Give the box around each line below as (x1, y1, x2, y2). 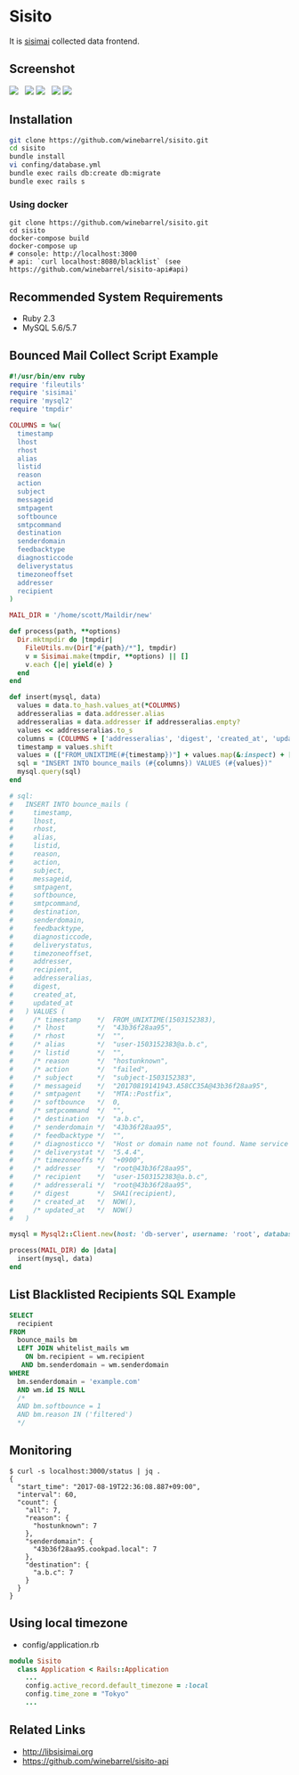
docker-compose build (9, 234, 90, 243)
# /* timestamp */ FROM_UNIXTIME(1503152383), (9, 1015, 217, 1024)
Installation (9, 112, 73, 127)
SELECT (9, 1311, 34, 1320)
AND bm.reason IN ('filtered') (17, 1410, 133, 1420)
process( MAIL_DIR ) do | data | (9, 1246, 117, 1255)
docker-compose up (9, 242, 77, 251)
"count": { (17, 1498, 58, 1507)
